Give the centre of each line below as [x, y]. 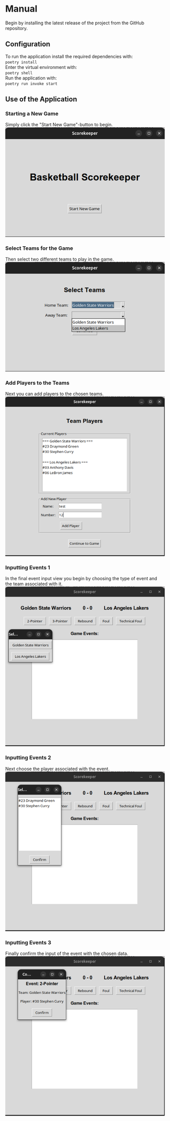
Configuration [28, 44]
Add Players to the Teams [37, 383]
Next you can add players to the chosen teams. [54, 394]
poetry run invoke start [31, 84]
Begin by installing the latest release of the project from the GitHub [75, 23]
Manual [22, 9]
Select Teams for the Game [39, 248]
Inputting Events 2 [28, 758]
